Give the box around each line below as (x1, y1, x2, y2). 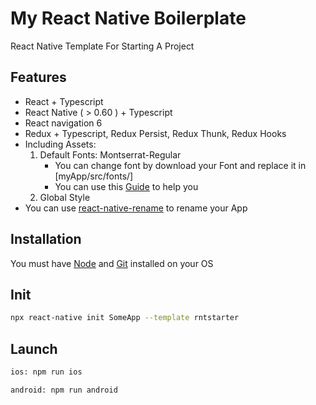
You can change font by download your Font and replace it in (54, 159, 307, 171)
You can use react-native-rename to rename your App (24, 202, 248, 214)
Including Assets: (24, 138, 97, 150)
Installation (10, 231, 82, 248)
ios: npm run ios (10, 367, 83, 377)
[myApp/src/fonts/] (54, 170, 134, 182)
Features (10, 69, 67, 86)
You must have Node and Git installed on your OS (10, 257, 214, 269)
